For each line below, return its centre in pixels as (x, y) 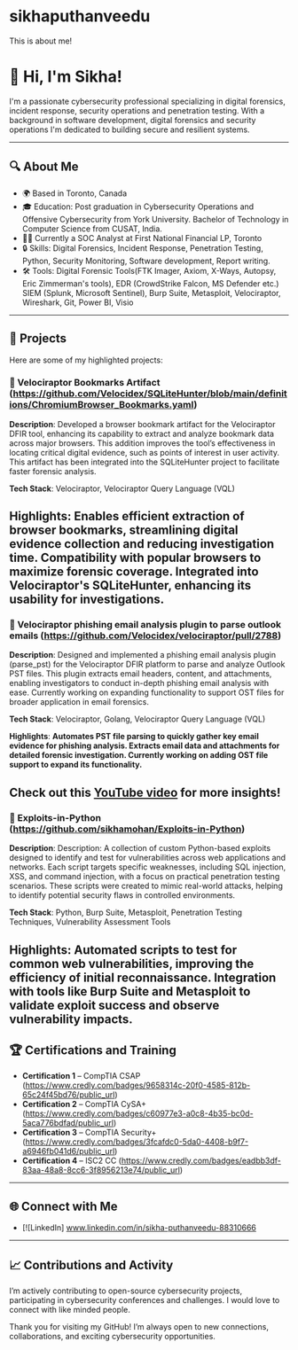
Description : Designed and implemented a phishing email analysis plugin (143, 655)
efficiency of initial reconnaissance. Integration (143, 977)
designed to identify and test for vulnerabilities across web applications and (148, 858)
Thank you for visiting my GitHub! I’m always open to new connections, (139, 1327)
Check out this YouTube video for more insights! (145, 792)
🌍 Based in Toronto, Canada (74, 193)
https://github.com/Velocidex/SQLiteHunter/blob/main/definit (150, 394)
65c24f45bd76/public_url (68, 1095)
